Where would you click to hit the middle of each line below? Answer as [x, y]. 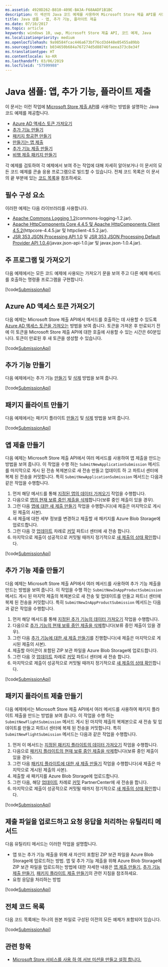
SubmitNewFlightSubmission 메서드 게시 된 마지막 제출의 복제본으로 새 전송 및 [81, 721]
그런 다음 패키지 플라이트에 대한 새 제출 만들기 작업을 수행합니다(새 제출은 [84, 763]
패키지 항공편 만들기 [32, 136]
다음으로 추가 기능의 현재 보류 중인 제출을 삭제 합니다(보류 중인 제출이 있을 [84, 625]
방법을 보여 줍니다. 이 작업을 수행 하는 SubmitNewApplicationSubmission [76, 464]
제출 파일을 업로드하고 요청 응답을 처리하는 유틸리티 [79, 821]
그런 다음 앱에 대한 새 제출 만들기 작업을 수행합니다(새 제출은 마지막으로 [82, 506]
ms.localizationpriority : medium [40, 38]
